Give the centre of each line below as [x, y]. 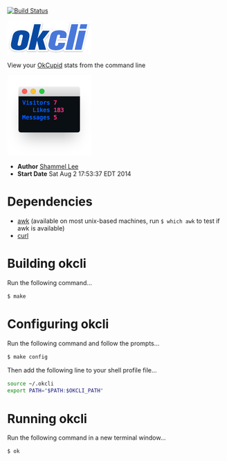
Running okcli [47, 418]
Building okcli [47, 264]
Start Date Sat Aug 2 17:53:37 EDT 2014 [74, 174]
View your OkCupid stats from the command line [76, 65]
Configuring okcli [58, 324]
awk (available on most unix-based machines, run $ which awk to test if [118, 221]
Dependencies [50, 202]
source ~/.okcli [30, 383]
